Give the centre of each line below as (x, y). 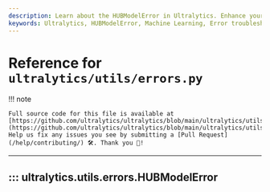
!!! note (20, 99)
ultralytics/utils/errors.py (106, 78)
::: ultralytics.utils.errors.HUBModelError (113, 177)
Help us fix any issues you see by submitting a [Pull (102, 135)
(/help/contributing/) (46, 143)
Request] (213, 135)
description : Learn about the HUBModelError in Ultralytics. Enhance (127, 16)
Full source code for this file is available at (91, 114)
